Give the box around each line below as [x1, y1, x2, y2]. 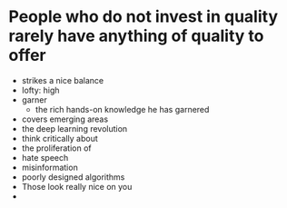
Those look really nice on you [21, 181, 133, 192]
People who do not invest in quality [8, 6, 279, 27]
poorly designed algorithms [21, 171, 125, 183]
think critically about [21, 133, 99, 144]
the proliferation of [21, 143, 92, 154]
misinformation [21, 162, 78, 173]
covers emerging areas [21, 114, 109, 124]
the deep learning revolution [21, 123, 128, 134]
